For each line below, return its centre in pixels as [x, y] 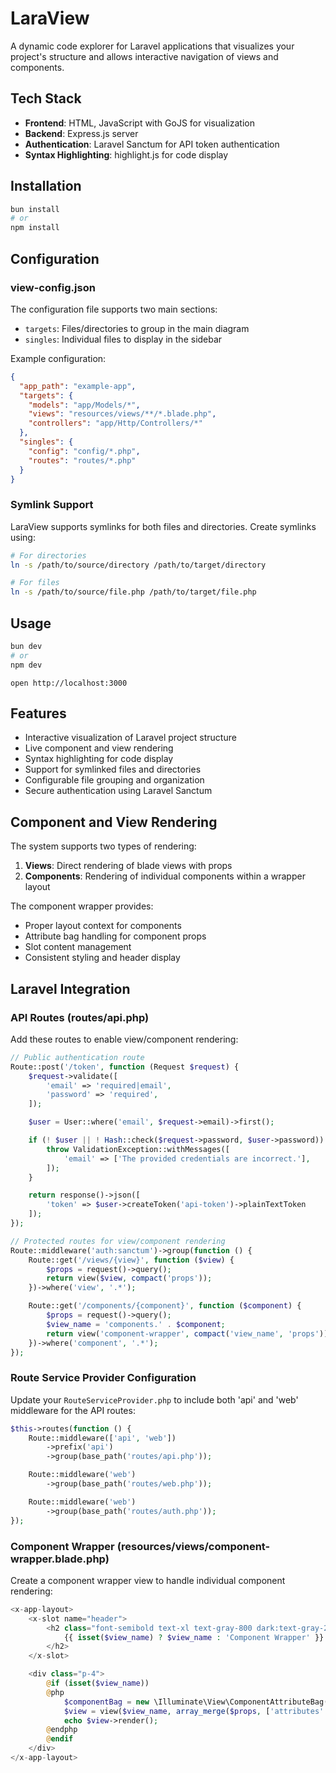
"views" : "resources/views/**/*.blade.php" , [122, 414]
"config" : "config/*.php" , [84, 451]
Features [38, 713]
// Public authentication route [77, 1057]
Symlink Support [52, 505]
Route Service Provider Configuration [103, 1378]
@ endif [60, 1739]
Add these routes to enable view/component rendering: [124, 1039]
